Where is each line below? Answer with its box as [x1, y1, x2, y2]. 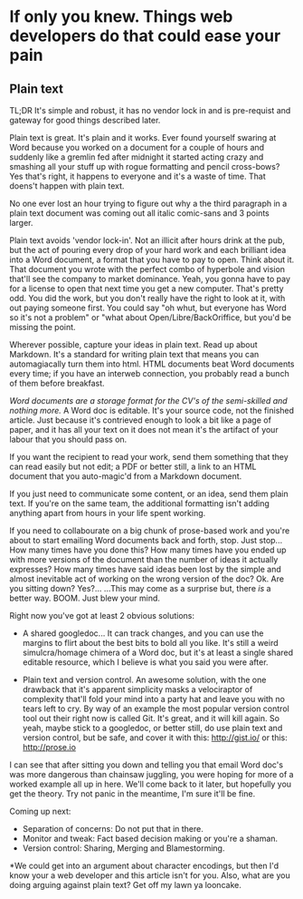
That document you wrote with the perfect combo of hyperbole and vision [9, 264, 286, 274]
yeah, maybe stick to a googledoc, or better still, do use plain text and [22, 723, 283, 733]
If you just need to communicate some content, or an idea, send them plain [9, 488, 289, 499]
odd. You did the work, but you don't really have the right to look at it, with [9, 293, 286, 303]
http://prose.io [22, 742, 77, 752]
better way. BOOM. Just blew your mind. [9, 592, 161, 603]
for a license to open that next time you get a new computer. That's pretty [9, 283, 284, 294]
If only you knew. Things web [9, 6, 233, 27]
